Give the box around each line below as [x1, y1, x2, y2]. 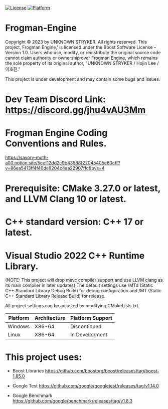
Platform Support [70, 315, 113, 322]
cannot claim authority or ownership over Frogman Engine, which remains [5, 55, 158, 61]
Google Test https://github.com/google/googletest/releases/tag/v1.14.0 [12, 383, 159, 389]
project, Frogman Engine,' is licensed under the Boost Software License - [5, 44, 156, 50]
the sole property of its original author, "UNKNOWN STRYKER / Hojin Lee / [5, 60, 159, 66]
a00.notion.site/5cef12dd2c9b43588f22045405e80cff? [5, 160, 120, 166]
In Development [70, 331, 108, 338]
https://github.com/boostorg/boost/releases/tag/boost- [45, 368, 159, 374]
